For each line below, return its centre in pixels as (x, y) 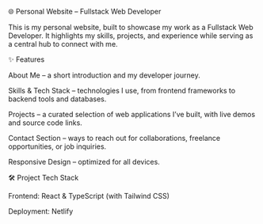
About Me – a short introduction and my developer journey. (104, 75)
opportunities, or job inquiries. (57, 146)
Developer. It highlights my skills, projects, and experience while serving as (131, 36)
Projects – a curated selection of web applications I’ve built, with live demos (132, 114)
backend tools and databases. (57, 99)
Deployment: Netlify (41, 211)
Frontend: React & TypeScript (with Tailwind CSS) (89, 196)
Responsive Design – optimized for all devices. (84, 162)
